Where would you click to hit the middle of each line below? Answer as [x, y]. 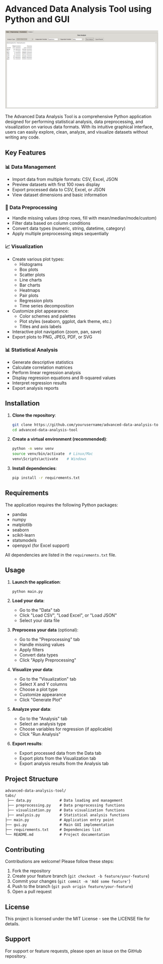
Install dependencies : [34, 468]
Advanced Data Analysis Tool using [78, 9]
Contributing [25, 850]
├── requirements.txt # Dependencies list [53, 830]
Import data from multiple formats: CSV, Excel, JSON [65, 180]
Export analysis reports [35, 388]
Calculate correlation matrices [42, 367]
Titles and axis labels [40, 326]
